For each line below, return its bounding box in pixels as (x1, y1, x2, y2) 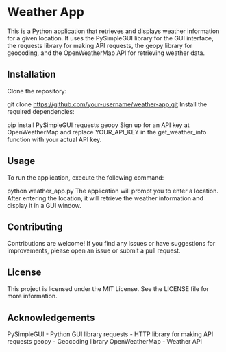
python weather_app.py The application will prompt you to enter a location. (7, 187, 219, 195)
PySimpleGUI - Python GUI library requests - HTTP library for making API (7, 330, 214, 338)
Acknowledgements (7, 312, 95, 323)
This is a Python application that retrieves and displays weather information (7, 27, 220, 35)
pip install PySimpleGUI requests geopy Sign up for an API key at (7, 121, 190, 129)
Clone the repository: (7, 86, 67, 95)
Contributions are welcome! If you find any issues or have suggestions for (7, 239, 216, 248)
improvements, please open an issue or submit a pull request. (7, 246, 181, 255)
